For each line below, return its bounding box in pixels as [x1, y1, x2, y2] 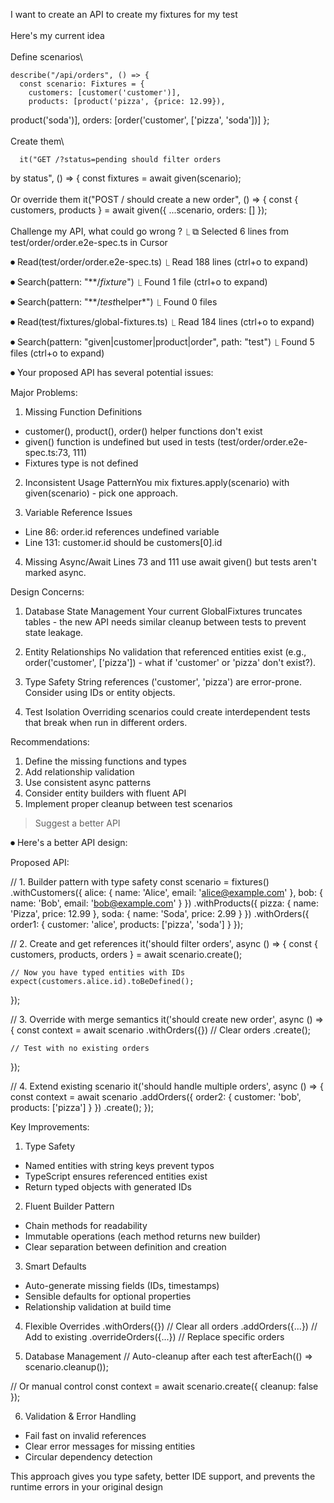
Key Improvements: [10, 1121, 90, 1133]
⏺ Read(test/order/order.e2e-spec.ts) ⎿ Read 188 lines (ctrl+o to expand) [10, 256, 309, 268]
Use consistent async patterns [24, 777, 152, 788]
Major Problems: [10, 387, 78, 398]
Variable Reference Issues [24, 507, 133, 518]
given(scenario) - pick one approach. [24, 487, 179, 499]
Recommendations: [10, 736, 90, 748]
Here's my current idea [10, 30, 105, 41]
